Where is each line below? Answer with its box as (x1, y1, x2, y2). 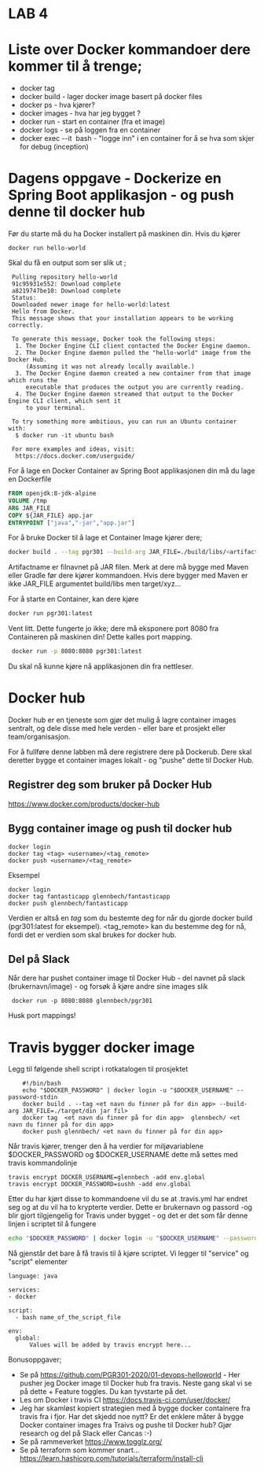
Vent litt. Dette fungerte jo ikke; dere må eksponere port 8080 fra (8, 624, 219, 633)
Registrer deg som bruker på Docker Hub (8, 778, 212, 791)
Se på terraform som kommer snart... (19, 1445, 140, 1455)
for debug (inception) (19, 142, 89, 152)
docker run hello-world (8, 245, 86, 253)
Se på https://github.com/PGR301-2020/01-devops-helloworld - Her (19, 1370, 241, 1380)
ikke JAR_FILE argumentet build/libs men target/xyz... (8, 579, 181, 588)
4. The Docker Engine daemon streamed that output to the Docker (15, 390, 234, 398)
